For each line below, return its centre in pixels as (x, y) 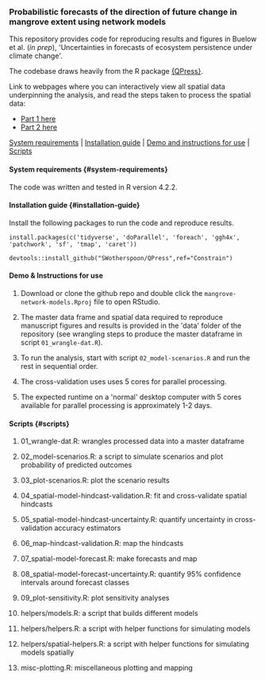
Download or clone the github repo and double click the (111, 293)
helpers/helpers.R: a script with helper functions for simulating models (135, 628)
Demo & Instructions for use (56, 275)
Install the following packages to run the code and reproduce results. (122, 223)
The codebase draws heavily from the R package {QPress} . (106, 71)
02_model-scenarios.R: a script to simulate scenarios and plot (122, 457)
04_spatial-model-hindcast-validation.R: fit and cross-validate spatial (134, 496)
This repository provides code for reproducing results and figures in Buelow (133, 39)
